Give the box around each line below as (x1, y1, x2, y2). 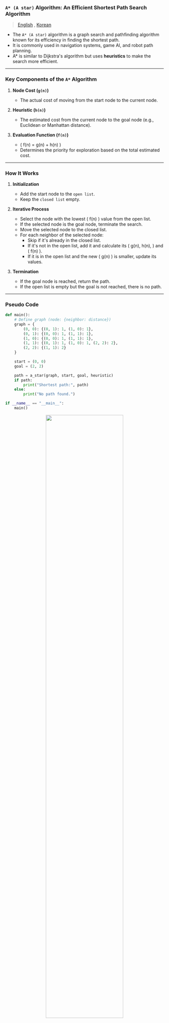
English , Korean (17, 22, 52, 28)
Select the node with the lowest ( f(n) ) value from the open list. (20, 216, 151, 222)
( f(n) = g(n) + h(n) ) (20, 141, 61, 147)
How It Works (5, 170, 39, 177)
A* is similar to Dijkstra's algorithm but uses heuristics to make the (12, 53, 151, 59)
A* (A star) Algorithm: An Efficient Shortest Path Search (5, 4, 147, 11)
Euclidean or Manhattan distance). (20, 122, 92, 128)
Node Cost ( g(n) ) (12, 87, 49, 93)
